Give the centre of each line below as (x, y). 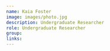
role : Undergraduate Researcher (46, 28)
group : (14, 33)
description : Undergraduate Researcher (55, 22)
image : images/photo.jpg (37, 17)
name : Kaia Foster (29, 11)
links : (14, 39)
